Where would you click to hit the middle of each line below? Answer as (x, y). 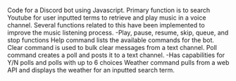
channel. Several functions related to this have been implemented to (106, 25)
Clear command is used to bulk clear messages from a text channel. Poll (112, 48)
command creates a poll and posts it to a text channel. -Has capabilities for (116, 55)
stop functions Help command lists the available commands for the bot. (111, 40)
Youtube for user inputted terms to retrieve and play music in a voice (107, 18)
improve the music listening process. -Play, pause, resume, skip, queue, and (118, 32)
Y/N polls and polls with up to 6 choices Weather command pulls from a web (118, 62)
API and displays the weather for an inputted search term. (91, 70)
